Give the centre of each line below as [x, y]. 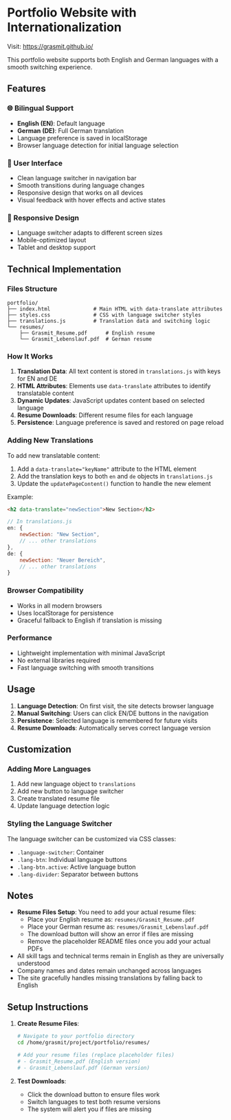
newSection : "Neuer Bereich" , [63, 560]
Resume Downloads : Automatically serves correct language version [114, 728]
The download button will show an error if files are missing [110, 934]
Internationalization [64, 27]
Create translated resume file [58, 799]
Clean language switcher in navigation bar [77, 178]
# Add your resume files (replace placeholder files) [96, 1055]
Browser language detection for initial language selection [98, 145]
